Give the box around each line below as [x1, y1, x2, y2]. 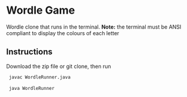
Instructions [6, 47, 53, 57]
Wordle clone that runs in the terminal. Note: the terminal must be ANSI [6, 23, 182, 30]
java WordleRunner [8, 85, 55, 91]
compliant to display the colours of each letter [6, 29, 119, 36]
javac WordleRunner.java [8, 74, 70, 80]
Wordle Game [6, 4, 75, 17]
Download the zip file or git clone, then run [6, 62, 112, 70]
